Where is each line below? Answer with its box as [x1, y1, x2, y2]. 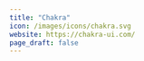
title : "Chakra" [9, 13, 71, 22]
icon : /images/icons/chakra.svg [9, 22, 131, 30]
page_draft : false [9, 38, 79, 48]
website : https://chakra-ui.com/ [9, 30, 136, 39]
